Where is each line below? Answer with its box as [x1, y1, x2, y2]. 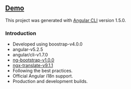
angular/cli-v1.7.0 [12, 52, 48, 58]
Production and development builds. [12, 78, 88, 84]
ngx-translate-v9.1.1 [12, 62, 53, 68]
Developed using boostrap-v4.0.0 [12, 41, 83, 47]
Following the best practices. [12, 67, 73, 74]
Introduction [5, 29, 36, 36]
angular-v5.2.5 [12, 46, 43, 52]
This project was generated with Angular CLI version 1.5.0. [5, 17, 126, 23]
